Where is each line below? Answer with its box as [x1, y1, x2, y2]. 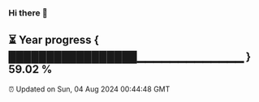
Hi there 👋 [8, 7, 49, 19]
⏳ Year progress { [8, 33, 100, 47]
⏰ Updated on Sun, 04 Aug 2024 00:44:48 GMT [8, 84, 171, 94]
